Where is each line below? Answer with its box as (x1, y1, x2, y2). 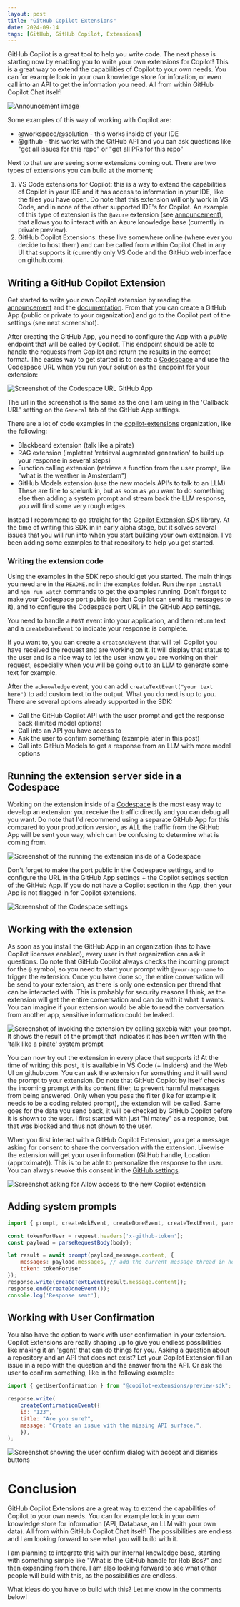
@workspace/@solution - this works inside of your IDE (17, 129, 179, 138)
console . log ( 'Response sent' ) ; (7, 1292, 101, 1299)
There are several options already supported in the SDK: (7, 698, 173, 706)
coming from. (7, 838, 47, 847)
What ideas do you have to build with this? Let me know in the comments (7, 1585, 223, 1594)
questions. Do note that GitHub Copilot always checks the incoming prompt (7, 957, 229, 966)
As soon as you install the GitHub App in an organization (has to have (7, 941, 211, 951)
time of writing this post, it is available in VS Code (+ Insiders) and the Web (7, 1061, 228, 1069)
